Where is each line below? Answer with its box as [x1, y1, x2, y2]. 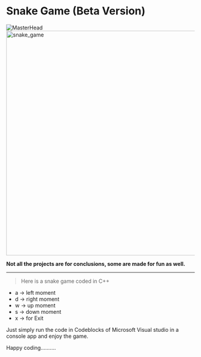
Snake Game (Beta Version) [6, 4, 145, 18]
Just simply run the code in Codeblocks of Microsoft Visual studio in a [6, 326, 179, 333]
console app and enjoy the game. [6, 332, 89, 340]
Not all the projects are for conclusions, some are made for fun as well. [6, 260, 185, 267]
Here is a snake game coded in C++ [20, 277, 109, 285]
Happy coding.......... [6, 344, 56, 351]
